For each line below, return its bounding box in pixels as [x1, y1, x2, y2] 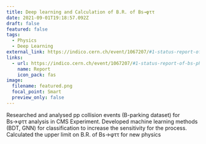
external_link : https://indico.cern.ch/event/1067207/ [6, 49, 150, 55]
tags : [6, 32, 20, 38]
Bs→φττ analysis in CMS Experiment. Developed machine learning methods [6, 118, 198, 125]
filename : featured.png [12, 83, 72, 89]
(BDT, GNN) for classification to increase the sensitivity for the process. [6, 124, 187, 132]
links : [6, 55, 23, 61]
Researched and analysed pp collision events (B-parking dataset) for [6, 111, 180, 118]
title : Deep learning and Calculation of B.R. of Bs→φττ [6, 9, 155, 15]
